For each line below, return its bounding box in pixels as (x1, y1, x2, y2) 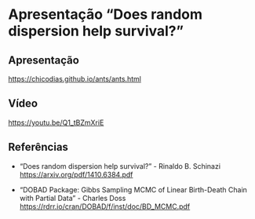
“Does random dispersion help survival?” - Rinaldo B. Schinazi (19, 161, 221, 170)
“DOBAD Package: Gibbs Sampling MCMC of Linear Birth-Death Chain (19, 184, 247, 194)
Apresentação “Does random (8, 5, 202, 24)
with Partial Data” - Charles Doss (19, 193, 126, 203)
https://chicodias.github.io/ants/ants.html (8, 75, 141, 83)
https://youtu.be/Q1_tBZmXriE (8, 118, 104, 127)
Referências (8, 141, 69, 154)
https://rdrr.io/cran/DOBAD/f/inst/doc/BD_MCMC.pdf (19, 202, 191, 211)
